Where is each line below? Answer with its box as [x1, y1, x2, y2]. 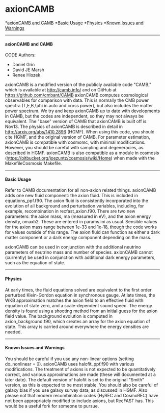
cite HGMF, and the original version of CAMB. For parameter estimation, [5, 134, 151, 140]
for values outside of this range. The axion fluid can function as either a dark [5, 229, 160, 235]
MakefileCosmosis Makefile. [5, 161, 62, 166]
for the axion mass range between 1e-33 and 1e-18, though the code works [5, 224, 157, 230]
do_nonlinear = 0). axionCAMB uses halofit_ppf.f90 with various [5, 361, 135, 367]
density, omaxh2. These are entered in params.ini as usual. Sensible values [5, 219, 158, 225]
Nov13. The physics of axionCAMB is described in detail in [5, 124, 123, 129]
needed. [5, 329, 22, 334]
